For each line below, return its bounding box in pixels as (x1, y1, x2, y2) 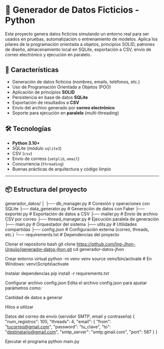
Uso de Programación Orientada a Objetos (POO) (12, 84, 111, 90)
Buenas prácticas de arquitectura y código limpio (12, 166, 111, 172)
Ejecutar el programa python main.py (5, 339, 80, 345)
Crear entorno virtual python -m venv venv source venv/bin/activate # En (5, 256, 152, 262)
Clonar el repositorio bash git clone (5, 241, 76, 247)
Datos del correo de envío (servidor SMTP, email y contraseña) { (5, 313, 135, 319)
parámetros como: (5, 285, 42, 291)
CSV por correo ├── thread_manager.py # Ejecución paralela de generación (5, 216, 159, 222)
